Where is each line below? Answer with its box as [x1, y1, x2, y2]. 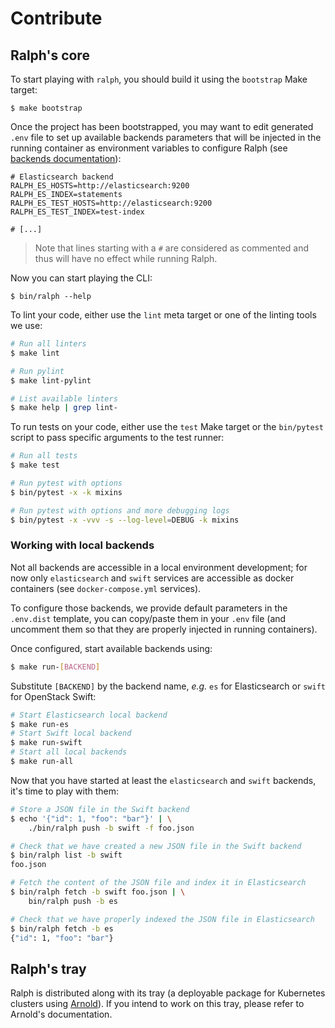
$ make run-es [10, 719, 70, 729]
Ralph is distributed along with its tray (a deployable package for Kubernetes [10, 987, 326, 999]
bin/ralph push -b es [28, 896, 118, 906]
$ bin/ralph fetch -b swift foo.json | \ [10, 887, 186, 897]
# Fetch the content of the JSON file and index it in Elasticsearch [10, 878, 307, 888]
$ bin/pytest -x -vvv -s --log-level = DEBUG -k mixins [10, 515, 240, 525]
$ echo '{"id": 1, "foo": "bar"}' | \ [10, 813, 172, 824]
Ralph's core [10, 47, 90, 64]
